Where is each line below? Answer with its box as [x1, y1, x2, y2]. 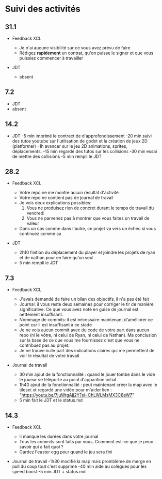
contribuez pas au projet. [19, 342, 70, 348]
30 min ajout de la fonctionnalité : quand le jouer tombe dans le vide [19, 371, 155, 377]
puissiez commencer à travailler [19, 55, 83, 61]
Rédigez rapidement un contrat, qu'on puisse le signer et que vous [19, 50, 154, 56]
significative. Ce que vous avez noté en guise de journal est [19, 307, 139, 312]
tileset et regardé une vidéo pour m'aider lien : [19, 387, 112, 393]
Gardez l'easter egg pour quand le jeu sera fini [19, 449, 113, 455]
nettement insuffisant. [19, 311, 64, 318]
